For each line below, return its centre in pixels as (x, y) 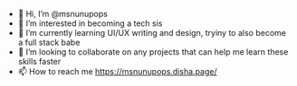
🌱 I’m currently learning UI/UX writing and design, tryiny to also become (152, 33)
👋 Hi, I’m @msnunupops (63, 14)
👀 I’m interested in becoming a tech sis (90, 23)
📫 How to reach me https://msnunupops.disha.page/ (117, 71)
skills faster (39, 61)
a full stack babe (49, 42)
